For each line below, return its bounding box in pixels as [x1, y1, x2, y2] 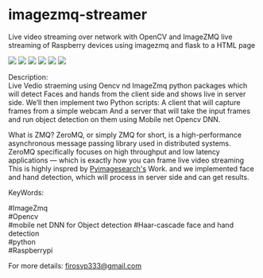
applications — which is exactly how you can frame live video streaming [8, 155, 245, 165]
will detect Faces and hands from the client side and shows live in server [8, 89, 246, 99]
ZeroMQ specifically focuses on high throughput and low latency [8, 147, 220, 156]
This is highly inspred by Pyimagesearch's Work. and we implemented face [8, 163, 254, 173]
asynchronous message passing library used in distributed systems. [8, 138, 232, 148]
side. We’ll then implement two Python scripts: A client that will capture [8, 97, 241, 107]
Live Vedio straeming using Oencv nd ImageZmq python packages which [8, 80, 248, 90]
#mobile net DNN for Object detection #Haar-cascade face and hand [8, 220, 234, 229]
